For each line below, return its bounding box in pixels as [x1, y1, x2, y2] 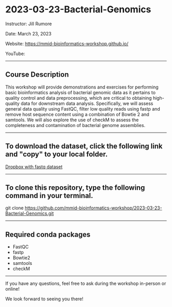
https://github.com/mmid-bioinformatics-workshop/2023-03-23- [25, 205, 162, 211]
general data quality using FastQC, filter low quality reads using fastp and [5, 105, 160, 112]
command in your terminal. [5, 191, 94, 200]
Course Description [5, 70, 69, 79]
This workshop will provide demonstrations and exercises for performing [5, 84, 159, 90]
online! [5, 286, 19, 292]
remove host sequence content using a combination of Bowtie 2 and [5, 111, 149, 117]
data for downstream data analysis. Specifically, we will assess [20, 100, 154, 106]
